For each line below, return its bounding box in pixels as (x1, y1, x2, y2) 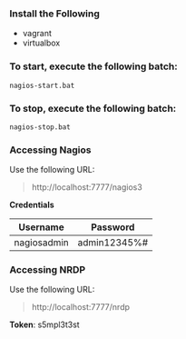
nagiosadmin (14, 236, 70, 249)
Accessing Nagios (9, 144, 92, 156)
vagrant (22, 28, 53, 39)
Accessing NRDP (9, 264, 86, 276)
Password (90, 221, 135, 234)
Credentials (9, 199, 54, 211)
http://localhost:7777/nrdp (31, 302, 130, 313)
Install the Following (9, 7, 100, 20)
